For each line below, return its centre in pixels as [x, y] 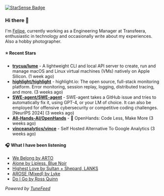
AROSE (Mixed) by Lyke [36, 173]
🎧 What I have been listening [36, 145]
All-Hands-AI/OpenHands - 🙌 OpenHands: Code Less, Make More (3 [83, 118]
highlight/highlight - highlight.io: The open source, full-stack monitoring [86, 82]
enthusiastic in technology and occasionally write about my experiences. [79, 36]
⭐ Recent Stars [21, 53]
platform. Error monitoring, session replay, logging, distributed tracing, [83, 86]
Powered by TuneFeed [28, 188]
